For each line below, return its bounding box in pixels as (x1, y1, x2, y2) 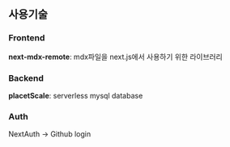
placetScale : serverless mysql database (8, 90, 143, 100)
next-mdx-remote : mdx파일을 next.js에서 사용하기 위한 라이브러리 (8, 52, 223, 61)
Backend (8, 72, 45, 83)
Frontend (8, 32, 45, 44)
